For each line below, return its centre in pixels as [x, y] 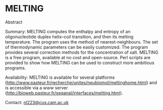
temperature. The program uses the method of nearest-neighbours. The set [81, 42]
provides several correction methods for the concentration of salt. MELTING [82, 52]
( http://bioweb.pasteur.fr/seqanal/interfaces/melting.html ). [64, 93]
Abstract [14, 22]
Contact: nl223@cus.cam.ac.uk [37, 102]
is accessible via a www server [37, 88]
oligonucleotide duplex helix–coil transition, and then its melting [69, 37]
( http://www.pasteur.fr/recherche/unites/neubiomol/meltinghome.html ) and [81, 82]
